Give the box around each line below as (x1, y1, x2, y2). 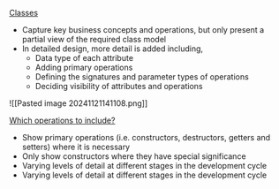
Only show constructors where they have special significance (21, 151, 246, 162)
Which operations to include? (9, 115, 116, 125)
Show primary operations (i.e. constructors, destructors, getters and (21, 132, 271, 142)
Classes (9, 8, 38, 18)
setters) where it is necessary (21, 141, 131, 152)
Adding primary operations (34, 62, 133, 72)
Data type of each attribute (34, 53, 134, 63)
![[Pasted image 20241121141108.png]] (9, 98, 148, 109)
